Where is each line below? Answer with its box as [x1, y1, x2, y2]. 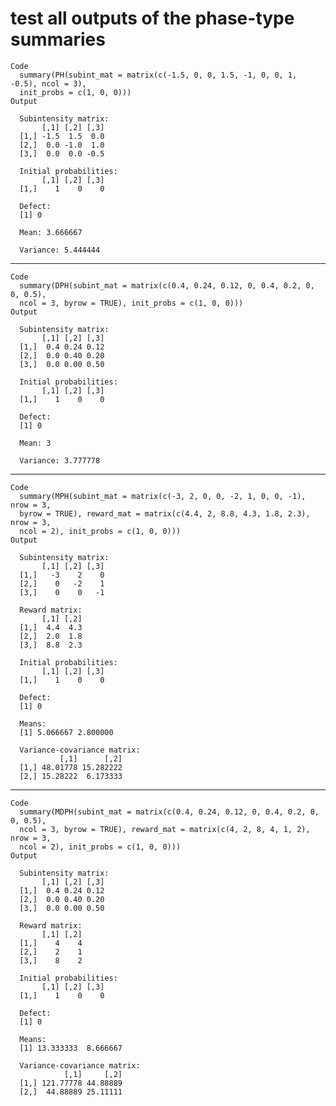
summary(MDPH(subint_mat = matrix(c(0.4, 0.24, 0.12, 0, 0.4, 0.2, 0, [19, 807, 320, 817]
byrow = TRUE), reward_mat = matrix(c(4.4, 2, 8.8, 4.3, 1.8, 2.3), [19, 508, 311, 519]
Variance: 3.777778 [19, 455, 101, 466]
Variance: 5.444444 [19, 245, 101, 255]
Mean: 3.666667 [19, 227, 83, 237]
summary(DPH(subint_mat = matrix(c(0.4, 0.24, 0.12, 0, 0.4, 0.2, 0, [19, 280, 315, 291]
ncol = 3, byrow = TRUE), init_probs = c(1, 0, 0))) [19, 298, 244, 308]
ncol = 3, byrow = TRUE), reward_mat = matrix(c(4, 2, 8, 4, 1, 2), [19, 824, 311, 834]
